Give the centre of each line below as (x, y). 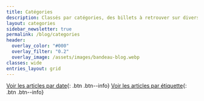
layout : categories (31, 23)
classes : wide (24, 63)
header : (16, 40)
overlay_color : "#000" (40, 46)
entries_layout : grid (34, 68)
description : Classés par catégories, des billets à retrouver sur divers (103, 18)
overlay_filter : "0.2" (40, 52)
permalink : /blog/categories (43, 35)
